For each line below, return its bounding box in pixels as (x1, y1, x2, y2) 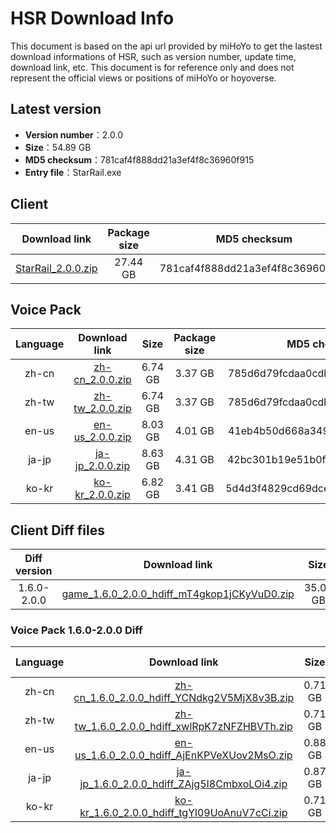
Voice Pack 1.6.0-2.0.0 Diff (10, 623, 143, 637)
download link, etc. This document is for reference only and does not (10, 61, 295, 73)
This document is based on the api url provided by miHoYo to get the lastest (10, 40, 323, 52)
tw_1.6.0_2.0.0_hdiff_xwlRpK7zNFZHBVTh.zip (74, 720, 293, 734)
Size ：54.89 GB (24, 141, 92, 153)
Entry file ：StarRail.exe (24, 166, 122, 178)
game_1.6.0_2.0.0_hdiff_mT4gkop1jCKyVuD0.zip (61, 587, 295, 601)
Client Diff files (10, 522, 106, 539)
